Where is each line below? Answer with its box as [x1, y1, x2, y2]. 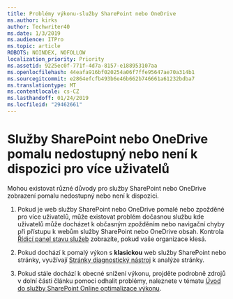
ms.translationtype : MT [7, 82, 77, 89]
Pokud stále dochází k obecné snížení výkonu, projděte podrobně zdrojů [17, 269, 226, 277]
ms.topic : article [7, 43, 61, 50]
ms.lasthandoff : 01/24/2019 [7, 95, 89, 102]
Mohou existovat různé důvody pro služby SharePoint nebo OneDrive [7, 184, 206, 192]
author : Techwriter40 [7, 23, 70, 30]
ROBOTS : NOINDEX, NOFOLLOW [7, 50, 86, 57]
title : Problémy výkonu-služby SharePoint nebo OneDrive [7, 10, 176, 17]
